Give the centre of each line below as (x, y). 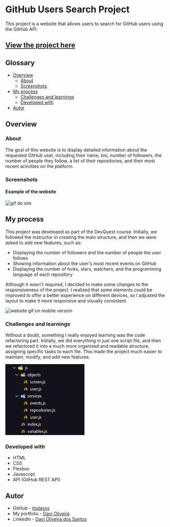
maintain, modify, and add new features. (48, 357)
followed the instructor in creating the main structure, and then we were (81, 237)
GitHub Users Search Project (67, 10)
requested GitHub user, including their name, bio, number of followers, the (84, 155)
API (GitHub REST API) (36, 480)
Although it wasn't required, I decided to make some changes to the (77, 284)
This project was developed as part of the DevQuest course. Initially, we (81, 232)
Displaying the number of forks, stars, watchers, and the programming (87, 269)
